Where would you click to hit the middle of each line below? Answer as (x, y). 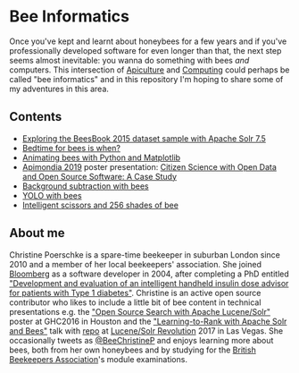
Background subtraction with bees (85, 186)
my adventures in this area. (59, 89)
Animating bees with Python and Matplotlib (101, 157)
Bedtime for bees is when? (71, 148)
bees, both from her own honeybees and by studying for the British (133, 350)
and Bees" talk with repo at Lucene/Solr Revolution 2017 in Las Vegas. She (146, 331)
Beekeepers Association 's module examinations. (98, 359)
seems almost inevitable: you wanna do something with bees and (129, 60)
